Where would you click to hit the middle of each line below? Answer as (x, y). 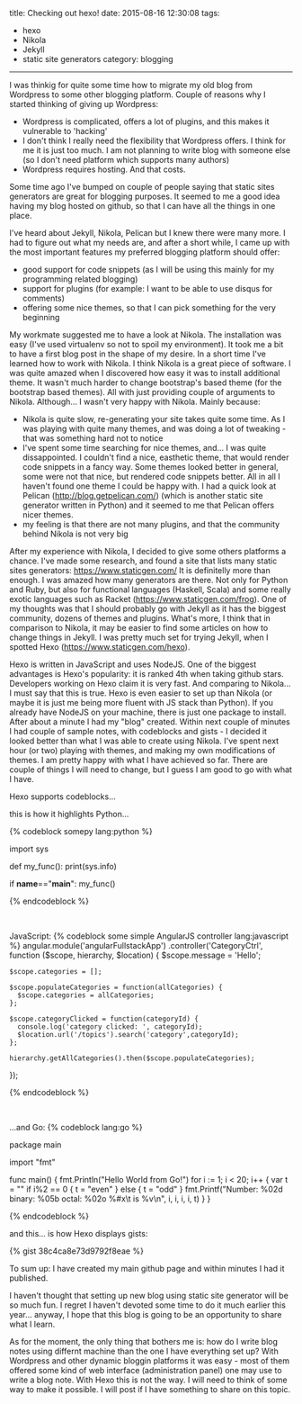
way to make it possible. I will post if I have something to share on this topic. (150, 1389)
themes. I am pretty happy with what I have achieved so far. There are (138, 760)
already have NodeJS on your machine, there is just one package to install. (148, 712)
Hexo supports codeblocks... (63, 796)
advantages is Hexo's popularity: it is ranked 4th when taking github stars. (147, 674)
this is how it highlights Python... (69, 814)
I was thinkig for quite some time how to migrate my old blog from (131, 85)
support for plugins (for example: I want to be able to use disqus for (147, 288)
